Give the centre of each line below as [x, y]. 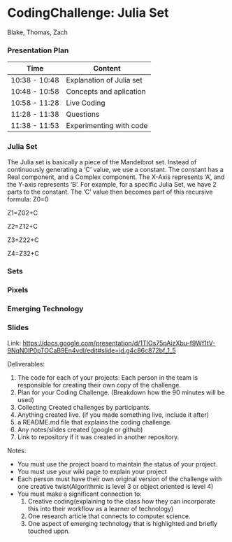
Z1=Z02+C [23, 213]
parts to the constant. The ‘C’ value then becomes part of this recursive [110, 192]
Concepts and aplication [106, 92]
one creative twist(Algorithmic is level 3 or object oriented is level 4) [115, 486]
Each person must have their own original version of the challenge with [119, 479]
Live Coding [86, 103]
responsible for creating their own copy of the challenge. [99, 385]
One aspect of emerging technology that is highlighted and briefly [123, 523]
